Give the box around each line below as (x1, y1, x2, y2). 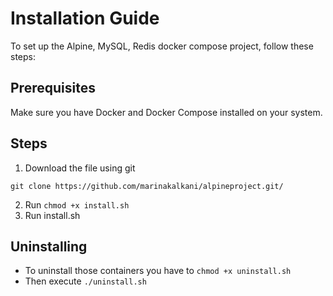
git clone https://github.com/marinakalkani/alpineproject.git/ (10, 181, 284, 191)
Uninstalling (10, 238, 88, 255)
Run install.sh (24, 209, 81, 221)
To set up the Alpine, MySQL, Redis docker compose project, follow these (10, 40, 314, 52)
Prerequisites (10, 80, 96, 97)
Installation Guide (10, 7, 160, 30)
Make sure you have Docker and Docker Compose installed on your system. (10, 106, 323, 118)
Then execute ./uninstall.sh (24, 275, 147, 287)
